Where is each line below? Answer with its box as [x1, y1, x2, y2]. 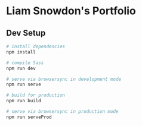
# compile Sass [6, 59, 44, 66]
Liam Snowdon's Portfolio [6, 4, 136, 18]
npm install [6, 49, 36, 55]
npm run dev [6, 65, 36, 71]
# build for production [6, 92, 66, 99]
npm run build [6, 98, 42, 104]
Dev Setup [6, 28, 46, 38]
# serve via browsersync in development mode [6, 76, 121, 82]
